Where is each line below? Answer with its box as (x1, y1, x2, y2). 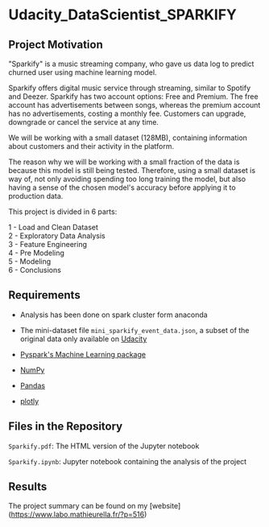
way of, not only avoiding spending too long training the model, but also (8, 175, 246, 183)
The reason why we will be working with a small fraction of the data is (8, 157, 240, 167)
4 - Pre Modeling (8, 248, 64, 257)
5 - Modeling (8, 257, 52, 266)
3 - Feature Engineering (8, 240, 87, 249)
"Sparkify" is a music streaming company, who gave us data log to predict (8, 59, 255, 68)
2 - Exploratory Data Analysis (8, 231, 106, 241)
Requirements (8, 288, 81, 303)
